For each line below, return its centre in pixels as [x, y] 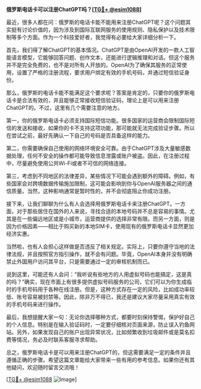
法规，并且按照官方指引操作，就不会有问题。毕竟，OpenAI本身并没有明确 [102, 254]
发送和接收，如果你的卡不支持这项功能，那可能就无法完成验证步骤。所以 [106, 128]
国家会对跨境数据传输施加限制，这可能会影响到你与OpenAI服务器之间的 [99, 183]
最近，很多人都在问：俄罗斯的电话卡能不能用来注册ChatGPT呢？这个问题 [96, 22]
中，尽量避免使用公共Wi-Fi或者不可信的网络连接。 [68, 163]
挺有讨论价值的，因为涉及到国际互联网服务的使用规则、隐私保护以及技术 [100, 30]
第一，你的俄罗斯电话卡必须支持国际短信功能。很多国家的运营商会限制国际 [98, 120]
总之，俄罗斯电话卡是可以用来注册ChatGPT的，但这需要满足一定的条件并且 [99, 352]
